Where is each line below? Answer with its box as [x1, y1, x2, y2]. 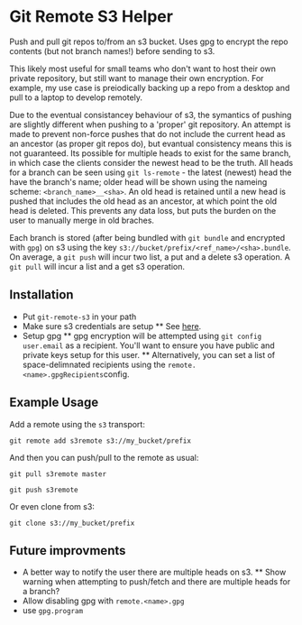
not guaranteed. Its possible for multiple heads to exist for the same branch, [9, 147, 291, 159]
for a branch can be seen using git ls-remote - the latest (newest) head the [9, 167, 292, 178]
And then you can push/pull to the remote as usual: [9, 452, 199, 463]
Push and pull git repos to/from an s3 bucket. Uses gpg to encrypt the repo [9, 36, 288, 47]
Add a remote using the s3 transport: [9, 418, 146, 429]
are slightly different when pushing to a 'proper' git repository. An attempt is [9, 119, 291, 130]
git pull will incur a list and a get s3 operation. [9, 261, 186, 271]
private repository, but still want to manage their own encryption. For [9, 72, 264, 83]
